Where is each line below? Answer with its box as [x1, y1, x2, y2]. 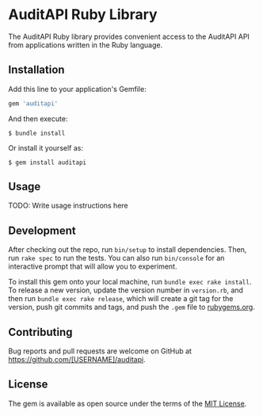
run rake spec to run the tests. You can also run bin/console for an [8, 254, 225, 263]
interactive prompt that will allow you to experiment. [8, 261, 177, 271]
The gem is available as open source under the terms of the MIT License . [8, 399, 247, 408]
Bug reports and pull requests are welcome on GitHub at [8, 346, 192, 356]
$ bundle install [8, 129, 66, 137]
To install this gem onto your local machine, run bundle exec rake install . [8, 277, 252, 287]
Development [8, 223, 77, 237]
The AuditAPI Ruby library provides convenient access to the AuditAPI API [8, 32, 250, 41]
